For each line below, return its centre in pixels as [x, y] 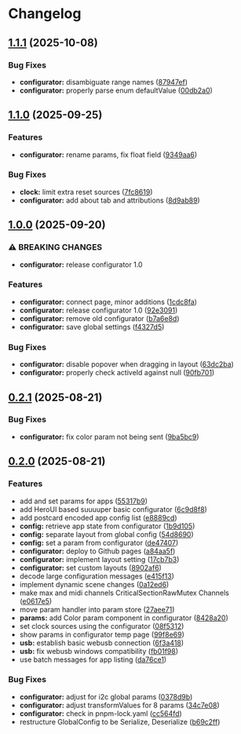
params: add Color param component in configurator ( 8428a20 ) [124, 618]
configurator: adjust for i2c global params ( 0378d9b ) [106, 696]
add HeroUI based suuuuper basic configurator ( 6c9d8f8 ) [113, 509]
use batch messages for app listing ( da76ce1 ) [93, 659]
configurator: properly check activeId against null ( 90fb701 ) [117, 373]
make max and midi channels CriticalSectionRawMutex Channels [124, 593]
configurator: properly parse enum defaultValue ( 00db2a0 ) [116, 90]
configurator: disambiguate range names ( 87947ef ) [104, 82]
